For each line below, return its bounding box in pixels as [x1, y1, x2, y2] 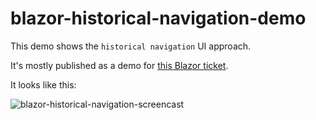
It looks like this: [10, 78, 77, 91]
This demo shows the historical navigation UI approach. [10, 40, 252, 52]
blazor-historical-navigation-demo [10, 7, 307, 30]
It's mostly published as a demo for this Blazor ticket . [10, 59, 229, 71]
